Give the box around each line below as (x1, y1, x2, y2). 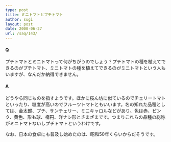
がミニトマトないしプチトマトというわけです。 (5, 120, 104, 127)
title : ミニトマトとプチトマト (5, 12, 63, 17)
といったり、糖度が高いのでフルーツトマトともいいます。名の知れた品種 (5, 101, 157, 108)
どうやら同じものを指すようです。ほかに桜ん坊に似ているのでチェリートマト (5, 95, 166, 101)
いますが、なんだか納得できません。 (5, 72, 82, 78)
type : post (5, 7, 29, 13)
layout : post (5, 21, 33, 27)
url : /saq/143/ (5, 31, 38, 36)
